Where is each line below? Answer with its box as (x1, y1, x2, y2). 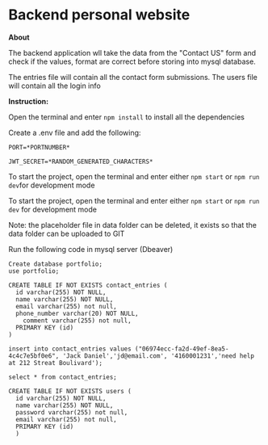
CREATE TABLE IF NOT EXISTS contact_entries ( (8, 281, 168, 289)
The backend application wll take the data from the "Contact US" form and (8, 48, 257, 57)
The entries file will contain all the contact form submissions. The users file (8, 72, 258, 82)
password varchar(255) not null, (15, 408, 128, 417)
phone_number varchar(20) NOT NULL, (15, 309, 139, 317)
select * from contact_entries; (8, 373, 117, 381)
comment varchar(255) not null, (23, 317, 132, 325)
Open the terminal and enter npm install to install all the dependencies (8, 111, 245, 122)
